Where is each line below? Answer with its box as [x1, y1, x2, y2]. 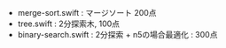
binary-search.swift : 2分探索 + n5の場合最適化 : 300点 [17, 30, 218, 39]
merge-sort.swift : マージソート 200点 [17, 8, 157, 17]
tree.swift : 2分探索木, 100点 [17, 18, 121, 29]
